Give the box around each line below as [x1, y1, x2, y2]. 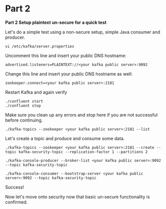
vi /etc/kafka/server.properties [5, 44, 75, 49]
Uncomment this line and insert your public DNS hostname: [5, 53, 127, 59]
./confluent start [5, 99, 43, 104]
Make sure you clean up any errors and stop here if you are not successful [5, 112, 158, 118]
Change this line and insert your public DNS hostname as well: [5, 70, 133, 77]
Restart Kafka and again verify [5, 89, 67, 95]
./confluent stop [5, 103, 41, 108]
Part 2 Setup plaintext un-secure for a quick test [5, 19, 107, 25]
